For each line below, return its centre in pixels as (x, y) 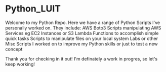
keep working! (20, 64)
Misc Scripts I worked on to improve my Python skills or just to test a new (81, 43)
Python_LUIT (33, 9)
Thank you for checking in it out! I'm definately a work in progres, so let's (81, 58)
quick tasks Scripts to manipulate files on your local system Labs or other (82, 38)
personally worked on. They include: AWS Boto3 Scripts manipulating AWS (83, 27)
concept (14, 49)
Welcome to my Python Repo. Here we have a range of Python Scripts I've (83, 22)
